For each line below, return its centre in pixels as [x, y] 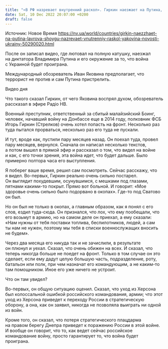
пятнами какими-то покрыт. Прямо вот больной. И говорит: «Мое [76, 186]
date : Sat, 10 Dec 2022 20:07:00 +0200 [47, 15]
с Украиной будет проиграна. [37, 64]
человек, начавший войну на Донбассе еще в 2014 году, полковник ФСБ [83, 119]
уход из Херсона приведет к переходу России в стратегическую [75, 300]
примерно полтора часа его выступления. [51, 161]
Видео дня [16, 89]
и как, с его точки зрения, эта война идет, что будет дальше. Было [76, 155]
